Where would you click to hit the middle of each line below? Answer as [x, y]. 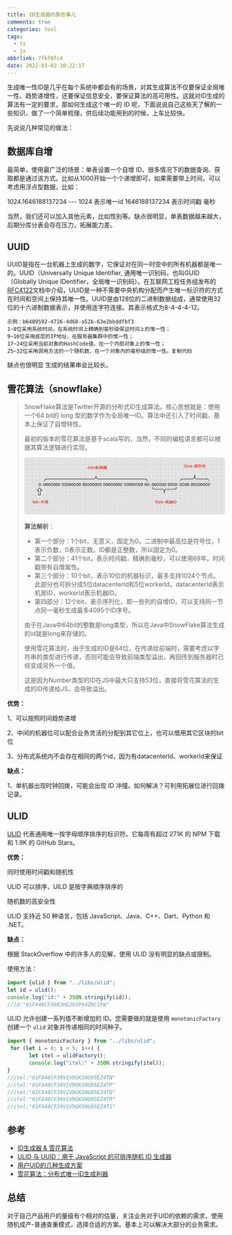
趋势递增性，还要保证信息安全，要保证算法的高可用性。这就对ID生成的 [125, 95]
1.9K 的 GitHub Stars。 [47, 842]
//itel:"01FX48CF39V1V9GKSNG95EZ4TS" [61, 1107]
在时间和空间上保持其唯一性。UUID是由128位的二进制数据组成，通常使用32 [114, 299]
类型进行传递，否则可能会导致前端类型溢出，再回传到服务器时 [130, 657]
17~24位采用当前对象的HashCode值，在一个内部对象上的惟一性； [86, 344]
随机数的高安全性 [31, 901]
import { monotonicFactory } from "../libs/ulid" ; [81, 1041]
